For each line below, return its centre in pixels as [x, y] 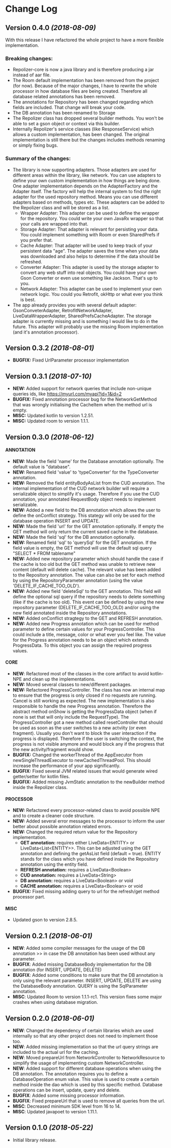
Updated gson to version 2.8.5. [45, 920]
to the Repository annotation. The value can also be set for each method [89, 575]
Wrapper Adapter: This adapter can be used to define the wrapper [90, 213]
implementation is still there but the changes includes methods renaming [89, 140]
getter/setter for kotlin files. [41, 777]
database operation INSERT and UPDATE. [56, 521]
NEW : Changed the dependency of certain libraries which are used [83, 1031]
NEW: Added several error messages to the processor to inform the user [89, 821]
